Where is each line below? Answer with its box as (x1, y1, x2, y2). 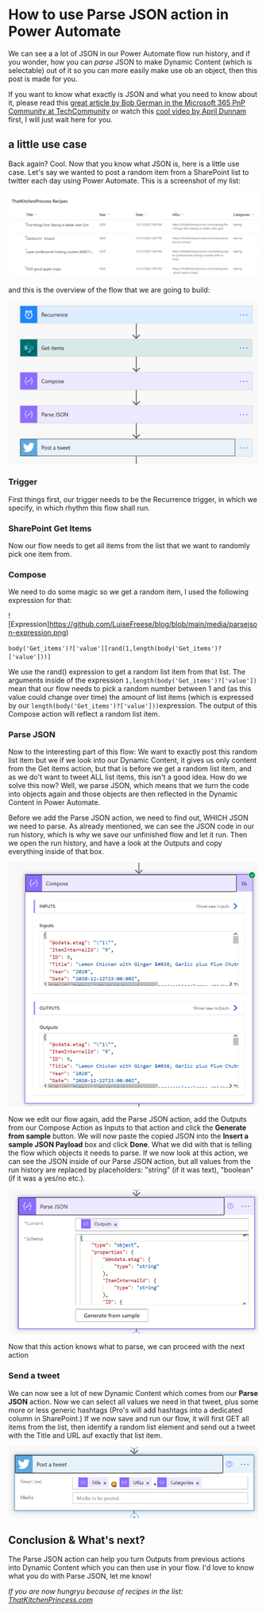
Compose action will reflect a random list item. (8, 709, 160, 719)
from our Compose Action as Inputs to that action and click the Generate (8, 1123, 247, 1132)
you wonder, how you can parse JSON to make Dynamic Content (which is (8, 57, 253, 67)
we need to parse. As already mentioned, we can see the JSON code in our (8, 821, 255, 831)
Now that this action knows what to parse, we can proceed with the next (8, 1342, 245, 1351)
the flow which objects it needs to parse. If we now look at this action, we (8, 1148, 249, 1158)
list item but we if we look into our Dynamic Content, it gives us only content (8, 756, 257, 765)
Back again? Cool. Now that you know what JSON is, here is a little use (8, 159, 240, 168)
